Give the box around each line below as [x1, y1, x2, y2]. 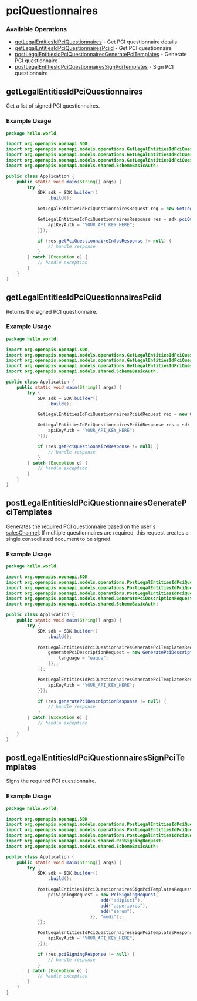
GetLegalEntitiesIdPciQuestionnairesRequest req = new [37, 206, 175, 212]
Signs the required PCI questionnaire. [6, 777, 97, 785]
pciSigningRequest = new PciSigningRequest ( [47, 892, 159, 898]
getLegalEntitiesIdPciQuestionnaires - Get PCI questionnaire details [14, 38, 178, 45]
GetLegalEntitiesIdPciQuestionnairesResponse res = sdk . [37, 216, 180, 223]
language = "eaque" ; [58, 655, 109, 661]
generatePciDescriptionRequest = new [47, 650, 141, 656]
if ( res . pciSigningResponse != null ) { [37, 951, 135, 957]
